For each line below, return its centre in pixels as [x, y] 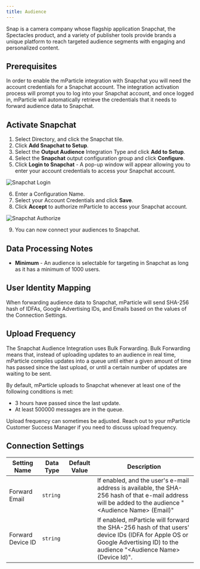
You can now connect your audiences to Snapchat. [77, 230]
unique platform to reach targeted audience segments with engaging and [96, 41]
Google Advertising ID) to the [138, 542]
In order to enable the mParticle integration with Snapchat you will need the [99, 81]
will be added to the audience [138, 503]
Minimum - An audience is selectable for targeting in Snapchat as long [101, 263]
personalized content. [33, 48]
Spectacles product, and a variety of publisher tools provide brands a [91, 35]
